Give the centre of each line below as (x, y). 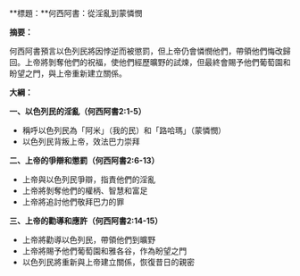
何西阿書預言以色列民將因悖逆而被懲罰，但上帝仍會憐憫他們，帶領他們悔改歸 (150, 51)
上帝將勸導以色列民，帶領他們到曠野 (89, 240)
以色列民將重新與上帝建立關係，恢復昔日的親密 (108, 262)
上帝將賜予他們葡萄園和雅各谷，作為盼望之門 (104, 251)
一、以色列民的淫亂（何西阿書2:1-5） (78, 111)
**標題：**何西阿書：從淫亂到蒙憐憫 (76, 13)
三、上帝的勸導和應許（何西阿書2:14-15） (86, 221)
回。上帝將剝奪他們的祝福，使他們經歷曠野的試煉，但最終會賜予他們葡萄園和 (150, 62)
